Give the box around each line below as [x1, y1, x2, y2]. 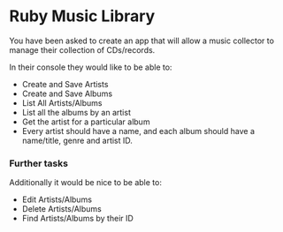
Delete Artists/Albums [21, 204, 102, 214]
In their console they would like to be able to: [9, 62, 172, 72]
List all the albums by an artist [21, 107, 131, 117]
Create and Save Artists [21, 79, 109, 89]
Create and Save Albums [21, 88, 113, 99]
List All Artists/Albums [21, 97, 103, 108]
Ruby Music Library [9, 6, 156, 26]
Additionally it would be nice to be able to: [9, 177, 162, 188]
